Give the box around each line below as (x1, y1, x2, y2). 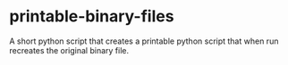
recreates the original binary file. (9, 45, 130, 55)
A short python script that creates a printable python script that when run (9, 36, 279, 46)
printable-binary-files (9, 6, 174, 27)
